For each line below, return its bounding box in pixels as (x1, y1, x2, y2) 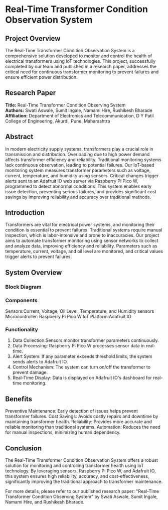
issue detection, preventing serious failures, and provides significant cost (5, 188, 157, 194)
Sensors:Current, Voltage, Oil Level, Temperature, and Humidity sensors (5, 308, 154, 314)
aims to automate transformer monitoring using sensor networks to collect (5, 237, 159, 244)
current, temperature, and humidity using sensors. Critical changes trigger (5, 172, 159, 179)
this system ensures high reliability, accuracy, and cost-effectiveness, (5, 473, 149, 479)
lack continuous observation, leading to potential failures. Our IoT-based (5, 162, 154, 168)
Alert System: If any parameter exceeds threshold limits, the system (12, 353, 152, 359)
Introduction (5, 208, 45, 217)
